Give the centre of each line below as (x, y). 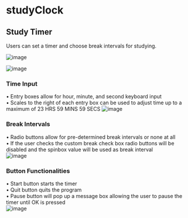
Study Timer (29, 32)
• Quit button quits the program (44, 190)
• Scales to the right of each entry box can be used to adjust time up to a (94, 103)
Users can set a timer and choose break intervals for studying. (81, 46)
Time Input (22, 84)
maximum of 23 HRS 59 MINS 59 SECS (53, 109)
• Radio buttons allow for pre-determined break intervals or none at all (91, 137)
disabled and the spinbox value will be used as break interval (80, 149)
